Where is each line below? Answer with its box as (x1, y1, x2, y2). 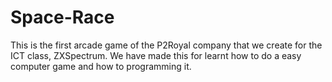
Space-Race (10, 6, 115, 29)
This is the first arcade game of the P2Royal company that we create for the (10, 39, 323, 51)
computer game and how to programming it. (10, 60, 192, 72)
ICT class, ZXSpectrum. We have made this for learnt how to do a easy (10, 49, 302, 61)
